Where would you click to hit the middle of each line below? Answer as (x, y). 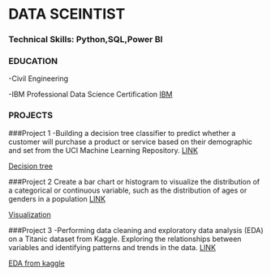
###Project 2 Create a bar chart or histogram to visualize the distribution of (134, 181)
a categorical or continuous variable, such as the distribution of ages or (128, 190)
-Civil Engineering (39, 79)
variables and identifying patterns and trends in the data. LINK (112, 247)
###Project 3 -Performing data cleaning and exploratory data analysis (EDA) (136, 230)
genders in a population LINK (57, 198)
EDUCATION (33, 62)
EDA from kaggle (37, 263)
